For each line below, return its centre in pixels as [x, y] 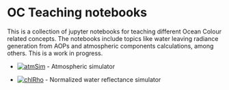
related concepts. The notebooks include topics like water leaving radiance [113, 38]
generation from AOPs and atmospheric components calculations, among [110, 46]
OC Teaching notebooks [77, 13]
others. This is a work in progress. [55, 53]
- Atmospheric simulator [81, 66]
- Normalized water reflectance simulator [103, 79]
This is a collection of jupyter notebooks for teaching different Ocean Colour [114, 31]
